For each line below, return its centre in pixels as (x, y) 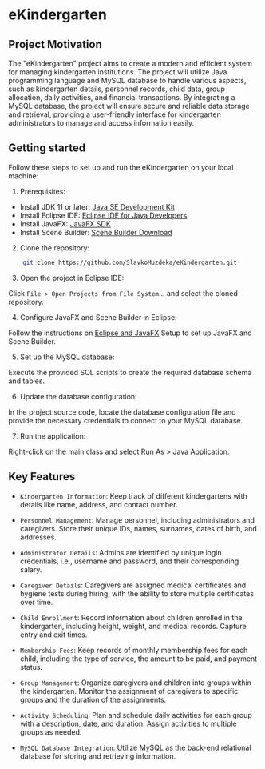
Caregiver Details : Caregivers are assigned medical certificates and (133, 585)
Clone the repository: (55, 248)
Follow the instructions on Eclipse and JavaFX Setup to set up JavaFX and (131, 333)
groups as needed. (51, 732)
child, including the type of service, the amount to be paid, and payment (138, 659)
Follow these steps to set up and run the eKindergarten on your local (121, 167)
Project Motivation (55, 44)
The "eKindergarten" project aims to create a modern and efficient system (131, 63)
